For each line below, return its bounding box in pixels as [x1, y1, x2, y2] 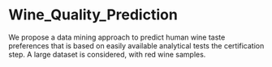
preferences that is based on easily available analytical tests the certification [8, 40, 265, 50]
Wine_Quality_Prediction [8, 6, 179, 24]
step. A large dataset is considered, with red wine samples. [8, 49, 206, 59]
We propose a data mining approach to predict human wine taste [8, 32, 226, 42]
